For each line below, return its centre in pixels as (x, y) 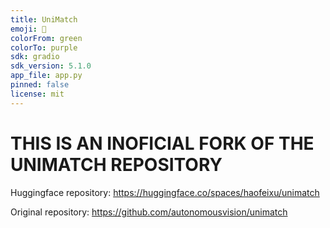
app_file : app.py (46, 76)
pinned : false (40, 85)
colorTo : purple (44, 47)
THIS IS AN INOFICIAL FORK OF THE (162, 143)
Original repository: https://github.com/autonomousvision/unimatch (149, 212)
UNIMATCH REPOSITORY (116, 164)
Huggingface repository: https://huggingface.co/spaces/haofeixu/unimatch (165, 192)
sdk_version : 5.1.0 (51, 66)
